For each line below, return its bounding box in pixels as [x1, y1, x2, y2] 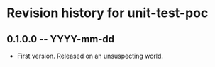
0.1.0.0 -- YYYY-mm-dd [6, 33, 115, 45]
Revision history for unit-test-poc [6, 5, 209, 21]
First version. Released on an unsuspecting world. [16, 51, 164, 60]
